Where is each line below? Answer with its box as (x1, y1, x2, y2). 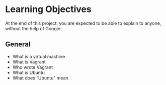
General (5, 40, 31, 49)
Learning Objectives (5, 4, 92, 15)
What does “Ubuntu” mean (12, 74, 69, 81)
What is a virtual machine (12, 53, 65, 59)
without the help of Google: (5, 25, 62, 31)
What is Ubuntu (12, 69, 45, 75)
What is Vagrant (12, 59, 46, 65)
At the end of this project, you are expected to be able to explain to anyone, (5, 20, 161, 26)
